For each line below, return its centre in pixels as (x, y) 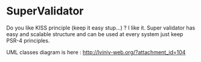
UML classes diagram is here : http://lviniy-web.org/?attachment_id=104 (96, 52)
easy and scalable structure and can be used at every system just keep (95, 34)
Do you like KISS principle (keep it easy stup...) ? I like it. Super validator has (101, 28)
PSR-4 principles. (28, 40)
